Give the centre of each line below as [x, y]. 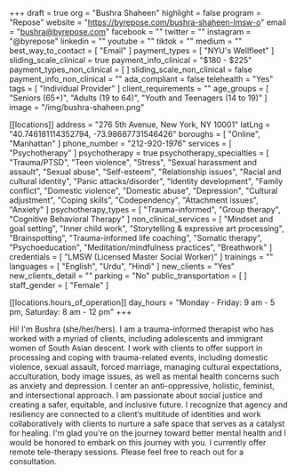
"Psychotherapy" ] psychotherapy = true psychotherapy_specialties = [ [139, 153]
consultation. [33, 461]
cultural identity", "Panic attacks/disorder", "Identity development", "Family [146, 181]
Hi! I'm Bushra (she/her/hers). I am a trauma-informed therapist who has [141, 329]
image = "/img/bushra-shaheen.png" [77, 107]
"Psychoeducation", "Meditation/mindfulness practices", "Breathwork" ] [141, 247]
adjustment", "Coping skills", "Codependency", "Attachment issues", [134, 200]
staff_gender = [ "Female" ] [59, 285]
